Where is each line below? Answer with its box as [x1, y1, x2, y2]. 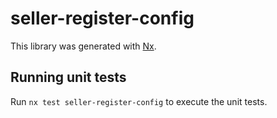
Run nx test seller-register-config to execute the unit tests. [10, 95, 268, 107]
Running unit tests [10, 69, 127, 86]
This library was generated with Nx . [10, 40, 157, 52]
